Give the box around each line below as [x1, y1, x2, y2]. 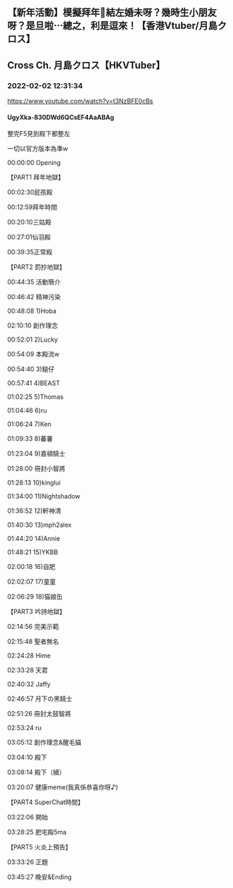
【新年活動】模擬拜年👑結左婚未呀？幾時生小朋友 [7, 6, 217, 19]
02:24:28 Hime [7, 651, 51, 660]
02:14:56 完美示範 [7, 623, 60, 631]
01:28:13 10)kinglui [7, 478, 61, 487]
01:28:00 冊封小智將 [7, 464, 65, 473]
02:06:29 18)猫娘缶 [7, 592, 63, 601]
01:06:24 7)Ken [7, 420, 51, 428]
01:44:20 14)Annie [7, 534, 61, 543]
